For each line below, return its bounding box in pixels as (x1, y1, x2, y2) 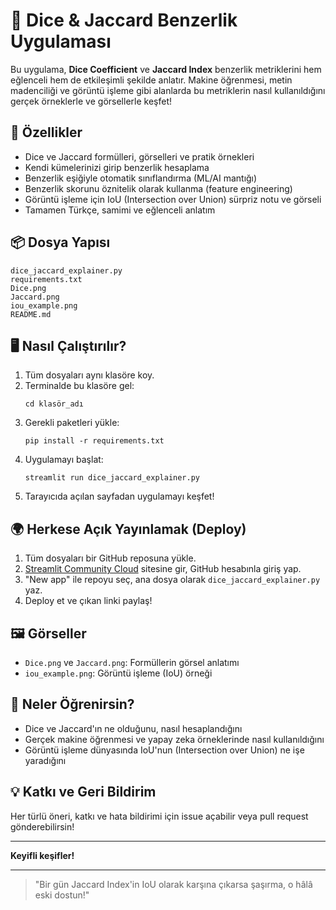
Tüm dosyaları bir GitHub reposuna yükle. (24, 552, 197, 564)
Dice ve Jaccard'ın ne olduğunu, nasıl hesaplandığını (24, 722, 243, 734)
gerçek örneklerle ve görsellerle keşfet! (10, 95, 172, 107)
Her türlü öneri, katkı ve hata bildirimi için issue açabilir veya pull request (10, 810, 309, 822)
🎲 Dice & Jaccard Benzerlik (10, 9, 238, 32)
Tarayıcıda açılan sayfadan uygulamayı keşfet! (24, 490, 215, 503)
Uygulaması (10, 30, 112, 53)
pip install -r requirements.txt (24, 436, 165, 446)
